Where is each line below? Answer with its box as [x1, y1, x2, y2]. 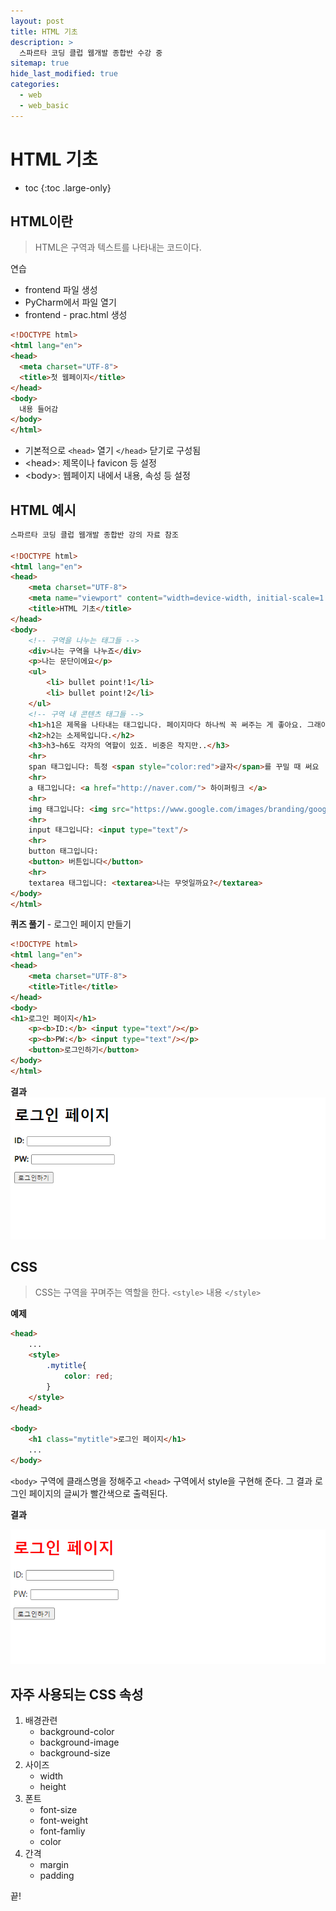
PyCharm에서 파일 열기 [24, 296, 117, 309]
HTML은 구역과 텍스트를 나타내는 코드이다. [34, 241, 202, 254]
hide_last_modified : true [10, 69, 118, 79]
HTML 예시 [10, 501, 77, 519]
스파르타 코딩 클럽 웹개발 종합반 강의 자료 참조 [10, 530, 179, 540]
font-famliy [39, 1825, 86, 1837]
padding [39, 1869, 75, 1881]
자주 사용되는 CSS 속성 [10, 1686, 144, 1703]
